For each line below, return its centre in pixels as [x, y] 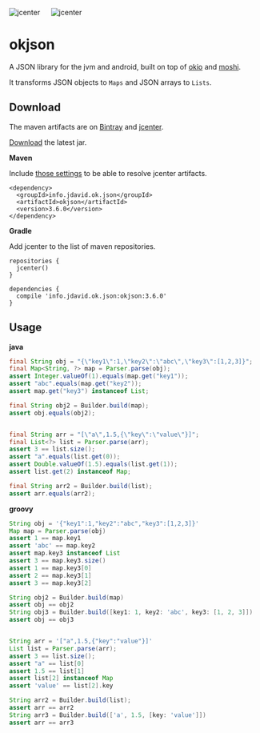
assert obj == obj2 [42, 605]
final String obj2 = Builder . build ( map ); [79, 405]
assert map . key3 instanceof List [65, 553]
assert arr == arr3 [42, 723]
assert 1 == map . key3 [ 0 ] [50, 568]
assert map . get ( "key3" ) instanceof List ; [79, 391]
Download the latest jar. [48, 142]
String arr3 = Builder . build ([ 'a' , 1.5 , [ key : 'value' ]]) [108, 715]
